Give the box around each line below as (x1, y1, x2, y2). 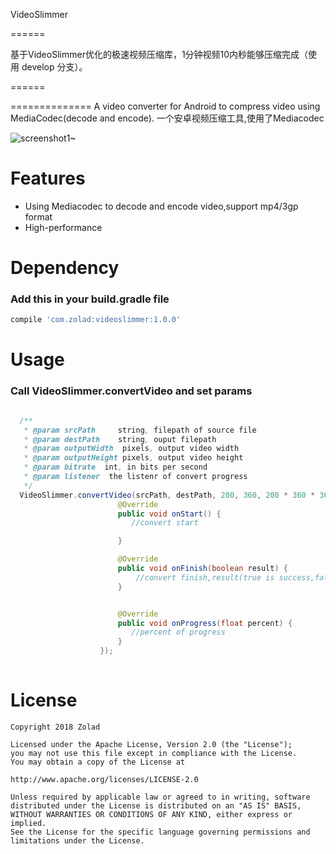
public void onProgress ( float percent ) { (117, 618, 293, 628)
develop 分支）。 (21, 61, 88, 73)
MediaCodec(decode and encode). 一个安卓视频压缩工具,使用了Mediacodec (10, 112, 325, 124)
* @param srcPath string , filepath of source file (23, 425, 257, 435)
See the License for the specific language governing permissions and (10, 827, 311, 837)
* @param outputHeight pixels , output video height (23, 453, 244, 463)
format (24, 210, 53, 223)
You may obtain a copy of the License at (10, 757, 186, 767)
